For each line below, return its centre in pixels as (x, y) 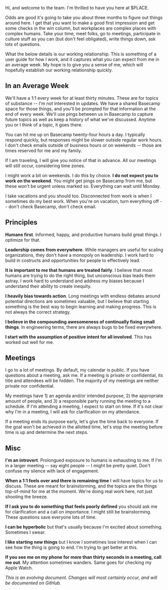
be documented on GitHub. (33, 583)
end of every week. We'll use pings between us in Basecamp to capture (79, 114)
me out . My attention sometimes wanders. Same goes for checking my (78, 563)
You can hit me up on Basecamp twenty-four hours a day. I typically (75, 134)
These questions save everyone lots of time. (51, 517)
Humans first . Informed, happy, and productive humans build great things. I (83, 235)
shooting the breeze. (27, 497)
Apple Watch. (19, 568)
